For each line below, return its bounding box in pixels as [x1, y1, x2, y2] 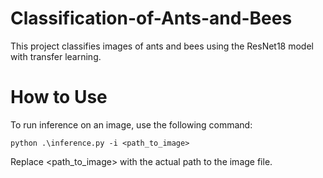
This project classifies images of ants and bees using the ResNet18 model [10, 40, 314, 52]
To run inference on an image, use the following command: [10, 118, 253, 131]
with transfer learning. [10, 50, 102, 62]
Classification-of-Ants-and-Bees [10, 7, 293, 30]
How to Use [10, 86, 108, 109]
